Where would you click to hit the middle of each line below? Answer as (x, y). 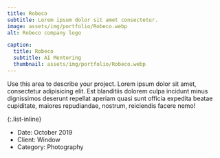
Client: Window (38, 139)
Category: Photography (50, 147)
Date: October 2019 (45, 132)
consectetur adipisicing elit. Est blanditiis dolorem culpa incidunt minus (108, 91)
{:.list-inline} (24, 119)
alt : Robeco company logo (44, 33)
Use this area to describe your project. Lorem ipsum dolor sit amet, (102, 84)
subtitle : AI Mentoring (47, 58)
